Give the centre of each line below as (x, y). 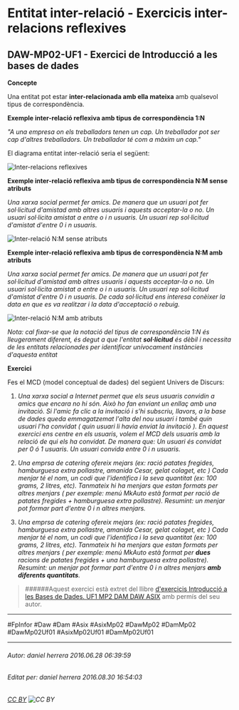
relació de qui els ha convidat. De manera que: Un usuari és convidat (119, 441)
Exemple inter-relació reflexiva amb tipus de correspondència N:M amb (115, 252)
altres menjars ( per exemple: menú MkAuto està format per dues (114, 552)
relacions (36, 28)
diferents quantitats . (49, 575)
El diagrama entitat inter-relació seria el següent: (79, 153)
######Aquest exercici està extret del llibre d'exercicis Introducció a (126, 589)
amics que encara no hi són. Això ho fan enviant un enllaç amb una (117, 403)
